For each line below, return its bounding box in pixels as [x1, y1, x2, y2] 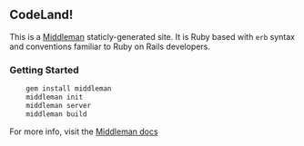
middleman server [25, 101, 92, 110]
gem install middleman [25, 84, 112, 93]
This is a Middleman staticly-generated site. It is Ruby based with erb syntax [9, 31, 296, 42]
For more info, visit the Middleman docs [9, 126, 158, 137]
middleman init [25, 92, 84, 102]
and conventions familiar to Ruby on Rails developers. [9, 41, 211, 52]
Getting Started [9, 63, 79, 76]
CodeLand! [9, 7, 74, 23]
